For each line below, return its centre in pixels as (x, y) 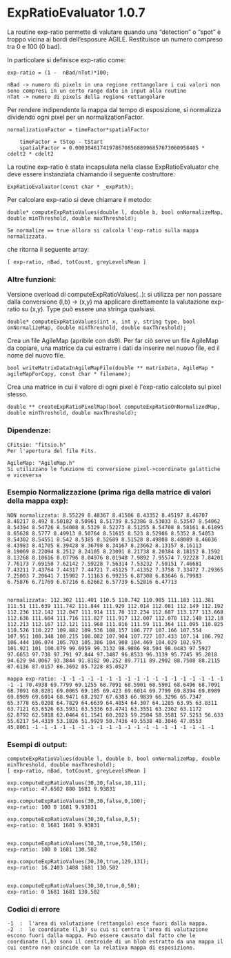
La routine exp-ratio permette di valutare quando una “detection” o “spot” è (114, 32)
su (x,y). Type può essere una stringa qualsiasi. (89, 309)
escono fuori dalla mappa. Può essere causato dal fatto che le (101, 936)
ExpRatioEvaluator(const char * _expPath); (71, 187)
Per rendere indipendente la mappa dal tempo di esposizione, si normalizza (114, 109)
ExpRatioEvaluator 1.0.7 (77, 13)
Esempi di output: (37, 744)
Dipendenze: (29, 430)
